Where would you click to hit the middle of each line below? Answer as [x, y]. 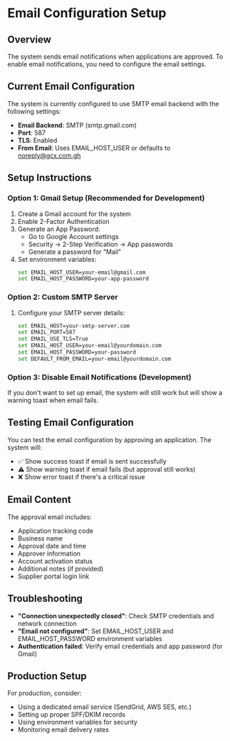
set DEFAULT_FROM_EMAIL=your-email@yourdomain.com [94, 359]
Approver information [49, 553]
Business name [40, 538]
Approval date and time [52, 546]
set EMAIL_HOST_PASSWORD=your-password [77, 352]
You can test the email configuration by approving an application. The [109, 439]
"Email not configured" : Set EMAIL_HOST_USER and [95, 631]
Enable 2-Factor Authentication [64, 221]
